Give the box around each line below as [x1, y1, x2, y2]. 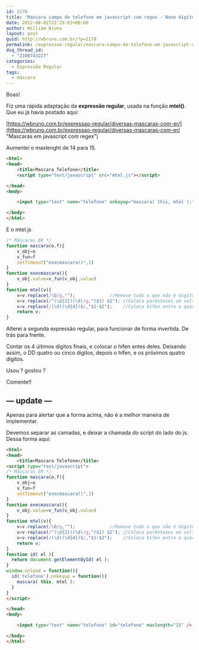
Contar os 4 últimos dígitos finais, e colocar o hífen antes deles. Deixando [6, 343, 187, 350]
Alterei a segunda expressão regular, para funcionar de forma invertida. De [6, 325, 189, 332]
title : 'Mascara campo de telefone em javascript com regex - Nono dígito [6, 14, 195, 20]
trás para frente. [6, 332, 46, 339]
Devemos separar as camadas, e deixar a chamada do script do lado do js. [6, 429, 188, 436]
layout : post [6, 31, 38, 37]
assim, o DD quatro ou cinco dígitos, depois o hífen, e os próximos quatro [6, 349, 185, 356]
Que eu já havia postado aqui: [6, 109, 79, 116]
